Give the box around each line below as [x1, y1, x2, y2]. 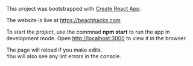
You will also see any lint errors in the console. [6, 53, 122, 59]
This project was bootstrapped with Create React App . [6, 5, 142, 12]
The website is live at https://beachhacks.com [6, 17, 121, 23]
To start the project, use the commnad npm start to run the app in [6, 28, 170, 35]
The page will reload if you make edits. [6, 46, 103, 53]
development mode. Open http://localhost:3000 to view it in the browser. [6, 35, 187, 41]
